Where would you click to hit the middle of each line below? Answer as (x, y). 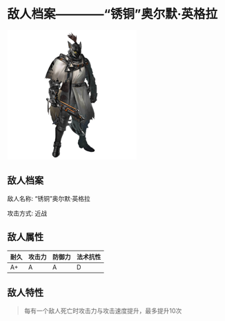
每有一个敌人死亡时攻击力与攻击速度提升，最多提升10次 (103, 311)
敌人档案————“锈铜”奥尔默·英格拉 (112, 14)
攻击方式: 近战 (27, 213)
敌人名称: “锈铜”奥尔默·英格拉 (49, 198)
